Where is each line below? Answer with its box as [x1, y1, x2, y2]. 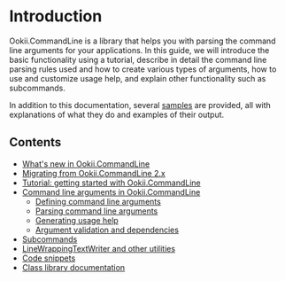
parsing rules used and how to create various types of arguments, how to [9, 64, 277, 74]
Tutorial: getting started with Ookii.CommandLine [21, 177, 201, 188]
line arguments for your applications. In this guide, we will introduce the [9, 44, 270, 55]
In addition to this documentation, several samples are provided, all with [9, 99, 272, 110]
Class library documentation [21, 261, 126, 272]
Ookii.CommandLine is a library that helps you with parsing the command [9, 35, 276, 46]
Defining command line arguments [35, 196, 161, 207]
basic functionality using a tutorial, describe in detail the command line [9, 54, 267, 65]
